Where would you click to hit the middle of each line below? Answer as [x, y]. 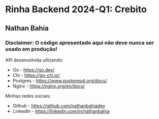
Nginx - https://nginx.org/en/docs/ [49, 86]
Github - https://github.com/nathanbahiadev [59, 106]
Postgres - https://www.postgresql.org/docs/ [60, 80]
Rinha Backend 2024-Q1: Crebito [76, 9]
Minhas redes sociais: [28, 96]
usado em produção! [31, 49]
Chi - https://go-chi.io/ [36, 75]
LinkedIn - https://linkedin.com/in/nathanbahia [61, 111]
